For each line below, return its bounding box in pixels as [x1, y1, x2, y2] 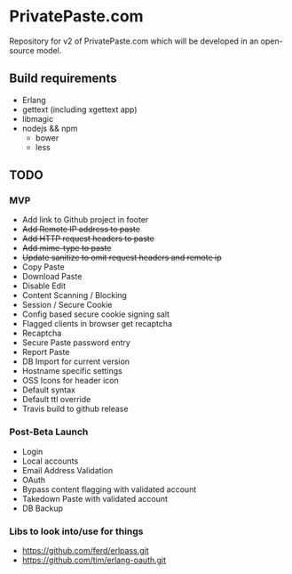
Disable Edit [21, 280, 67, 291]
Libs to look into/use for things [9, 525, 144, 538]
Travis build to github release [21, 403, 129, 415]
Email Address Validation [21, 465, 114, 475]
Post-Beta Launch [9, 425, 89, 438]
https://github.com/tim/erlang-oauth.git [21, 554, 167, 566]
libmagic [21, 113, 54, 124]
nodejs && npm [21, 123, 78, 133]
